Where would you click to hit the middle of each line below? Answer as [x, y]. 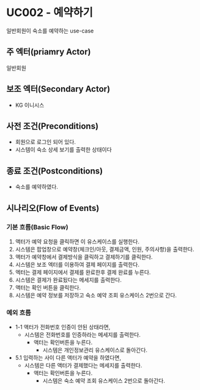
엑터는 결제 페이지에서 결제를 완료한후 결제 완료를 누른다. [83, 272]
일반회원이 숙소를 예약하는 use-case [50, 31]
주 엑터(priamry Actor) [49, 52]
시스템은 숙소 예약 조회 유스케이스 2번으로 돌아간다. [104, 381]
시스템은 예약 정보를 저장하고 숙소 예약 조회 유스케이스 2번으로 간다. [96, 295]
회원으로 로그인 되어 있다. [46, 142]
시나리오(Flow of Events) [53, 208]
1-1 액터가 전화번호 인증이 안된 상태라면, [63, 327]
